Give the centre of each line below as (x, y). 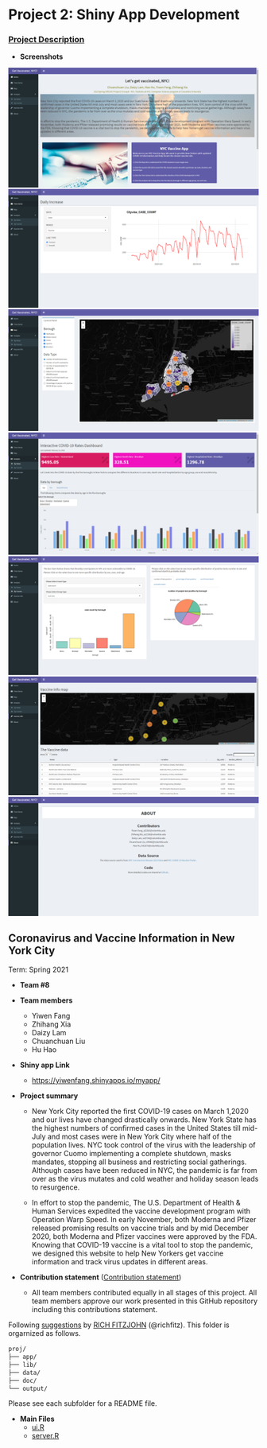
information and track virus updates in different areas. (120, 1262)
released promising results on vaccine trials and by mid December (140, 1228)
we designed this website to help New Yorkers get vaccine (128, 1253)
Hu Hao (44, 1050)
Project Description (46, 40)
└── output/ (28, 1389)
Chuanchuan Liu (58, 1041)
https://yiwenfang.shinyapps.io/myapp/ (96, 1081)
